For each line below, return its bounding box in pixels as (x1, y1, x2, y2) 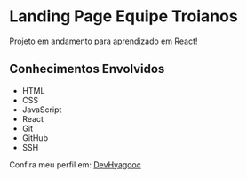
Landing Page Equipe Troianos (9, 6, 238, 27)
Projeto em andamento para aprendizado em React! (9, 36, 198, 46)
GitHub (21, 132, 49, 143)
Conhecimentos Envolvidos (9, 61, 165, 77)
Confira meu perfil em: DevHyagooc (9, 159, 142, 170)
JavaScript (21, 104, 62, 115)
